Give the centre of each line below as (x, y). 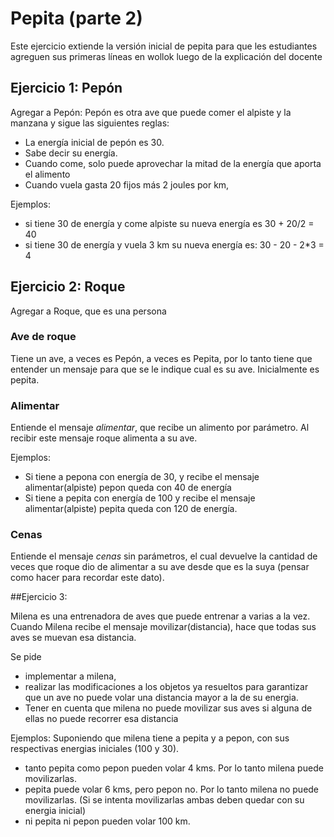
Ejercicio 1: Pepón (66, 88)
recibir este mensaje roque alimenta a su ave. (104, 438)
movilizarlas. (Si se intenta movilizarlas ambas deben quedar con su (164, 800)
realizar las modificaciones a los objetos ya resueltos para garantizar (166, 687)
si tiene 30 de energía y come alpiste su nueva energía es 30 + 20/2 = (169, 223)
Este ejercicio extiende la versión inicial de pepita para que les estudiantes (164, 46)
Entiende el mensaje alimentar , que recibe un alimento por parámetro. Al (160, 428)
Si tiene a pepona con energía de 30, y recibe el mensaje (142, 477)
